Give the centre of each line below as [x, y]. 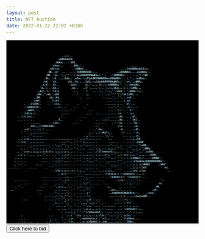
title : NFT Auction [31, 19]
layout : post [23, 13]
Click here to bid [28, 228]
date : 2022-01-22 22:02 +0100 [45, 26]
